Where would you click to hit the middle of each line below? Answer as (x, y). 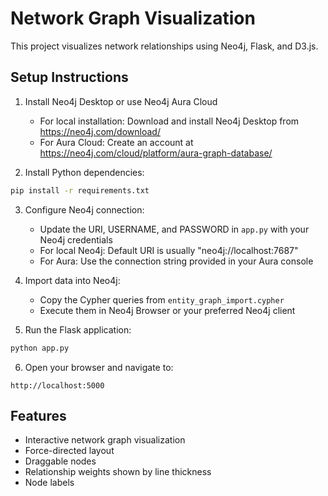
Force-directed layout (69, 451)
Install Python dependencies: (84, 172)
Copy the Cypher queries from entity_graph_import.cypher (162, 299)
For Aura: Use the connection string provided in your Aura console (176, 261)
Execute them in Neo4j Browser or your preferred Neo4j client (167, 310)
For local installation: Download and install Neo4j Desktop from (169, 121)
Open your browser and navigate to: (99, 367)
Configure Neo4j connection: (84, 209)
